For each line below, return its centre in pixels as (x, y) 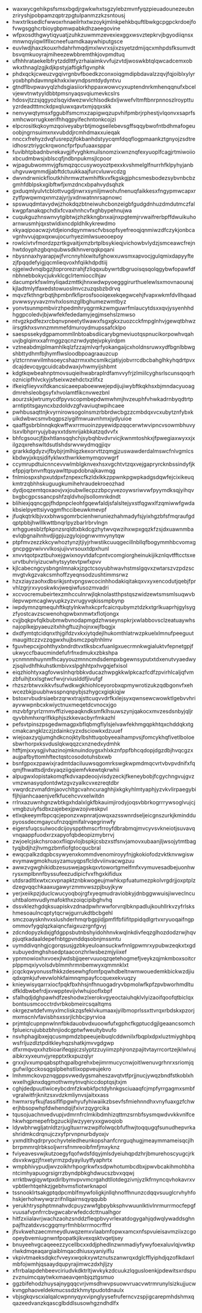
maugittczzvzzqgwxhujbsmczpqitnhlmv (62, 640)
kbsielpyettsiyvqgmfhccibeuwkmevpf (59, 510)
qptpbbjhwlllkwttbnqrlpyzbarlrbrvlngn (60, 522)
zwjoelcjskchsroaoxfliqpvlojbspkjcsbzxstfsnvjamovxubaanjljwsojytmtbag (104, 841)
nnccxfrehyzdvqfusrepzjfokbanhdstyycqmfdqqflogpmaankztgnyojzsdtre (104, 139)
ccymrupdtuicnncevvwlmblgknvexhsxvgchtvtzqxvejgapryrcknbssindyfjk (103, 464)
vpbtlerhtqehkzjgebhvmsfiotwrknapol (59, 1186)
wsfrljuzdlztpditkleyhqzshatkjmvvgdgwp (63, 1043)
